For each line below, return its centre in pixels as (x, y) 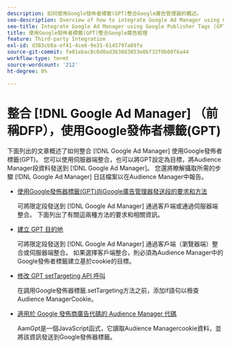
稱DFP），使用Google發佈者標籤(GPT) (114, 131)
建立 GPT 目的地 (40, 229)
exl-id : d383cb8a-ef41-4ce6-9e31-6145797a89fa (75, 45)
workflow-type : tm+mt (38, 59)
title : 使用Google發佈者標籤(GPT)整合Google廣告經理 (77, 33)
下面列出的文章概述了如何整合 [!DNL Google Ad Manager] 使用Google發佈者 (115, 151)
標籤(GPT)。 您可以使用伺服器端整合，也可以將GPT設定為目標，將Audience (114, 160)
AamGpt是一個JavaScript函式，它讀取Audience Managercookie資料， (116, 329)
